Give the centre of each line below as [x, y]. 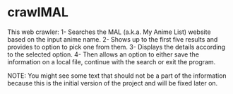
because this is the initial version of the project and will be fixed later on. [113, 83]
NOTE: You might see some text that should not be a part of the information [117, 76]
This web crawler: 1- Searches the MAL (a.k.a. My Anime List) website [109, 32]
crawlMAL [38, 12]
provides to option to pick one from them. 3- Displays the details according [116, 47]
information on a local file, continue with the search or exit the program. [112, 61]
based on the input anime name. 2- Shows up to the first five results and [113, 39]
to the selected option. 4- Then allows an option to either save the [103, 54]
